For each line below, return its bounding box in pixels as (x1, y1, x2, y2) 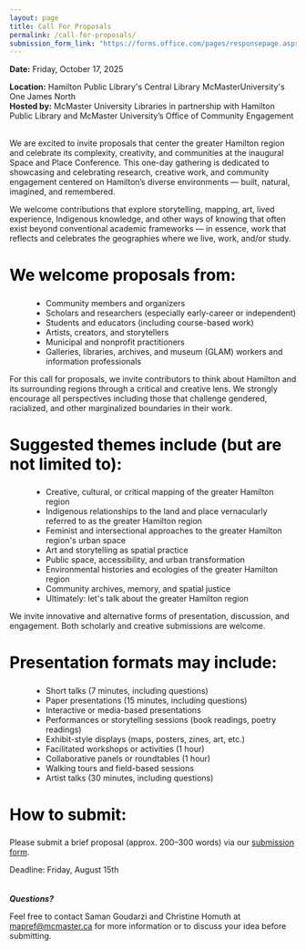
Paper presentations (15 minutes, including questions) (45, 695, 248, 706)
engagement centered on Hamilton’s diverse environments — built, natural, (9, 177, 291, 188)
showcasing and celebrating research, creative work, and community (9, 167, 270, 178)
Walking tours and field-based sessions (45, 762, 194, 773)
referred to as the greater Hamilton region (45, 516, 203, 527)
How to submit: (9, 804, 127, 825)
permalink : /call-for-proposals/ (9, 30, 137, 39)
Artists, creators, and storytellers (45, 326, 169, 337)
